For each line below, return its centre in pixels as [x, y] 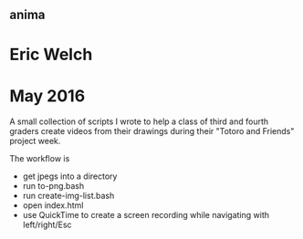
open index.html [53, 205]
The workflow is [40, 158]
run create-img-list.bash [68, 195]
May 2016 [47, 96]
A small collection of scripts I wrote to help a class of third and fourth [139, 121]
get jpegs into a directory [70, 176]
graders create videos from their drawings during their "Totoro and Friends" [152, 130]
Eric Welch [51, 54]
